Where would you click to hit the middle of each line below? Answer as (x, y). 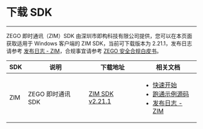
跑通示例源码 (171, 94)
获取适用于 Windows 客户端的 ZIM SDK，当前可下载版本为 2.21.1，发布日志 (99, 43)
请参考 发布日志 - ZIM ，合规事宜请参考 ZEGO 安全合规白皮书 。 (84, 51)
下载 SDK (29, 12)
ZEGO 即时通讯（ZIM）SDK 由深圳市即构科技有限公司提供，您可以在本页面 (99, 36)
